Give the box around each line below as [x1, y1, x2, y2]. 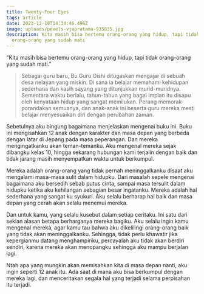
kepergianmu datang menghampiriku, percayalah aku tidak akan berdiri [6, 237, 185, 244]
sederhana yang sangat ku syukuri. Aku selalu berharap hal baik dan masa [6, 193, 193, 200]
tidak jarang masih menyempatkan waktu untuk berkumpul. [6, 155, 155, 162]
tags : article [6, 15, 42, 21]
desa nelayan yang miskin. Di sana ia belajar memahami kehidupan [21, 79, 189, 86]
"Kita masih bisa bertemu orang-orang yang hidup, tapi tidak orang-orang [6, 54, 191, 61]
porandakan [21, 105, 52, 111]
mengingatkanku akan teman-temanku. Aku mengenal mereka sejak [6, 142, 177, 149]
